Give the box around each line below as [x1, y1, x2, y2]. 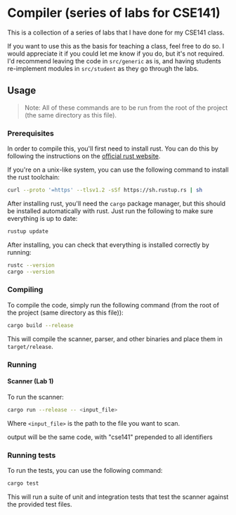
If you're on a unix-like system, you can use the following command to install [7, 165, 229, 174]
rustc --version [7, 262, 55, 269]
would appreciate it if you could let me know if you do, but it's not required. [7, 49, 225, 58]
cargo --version [7, 268, 55, 275]
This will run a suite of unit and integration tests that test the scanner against [7, 492, 229, 501]
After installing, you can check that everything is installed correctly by [7, 241, 209, 249]
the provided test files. [7, 500, 72, 508]
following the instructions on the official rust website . [7, 152, 161, 160]
